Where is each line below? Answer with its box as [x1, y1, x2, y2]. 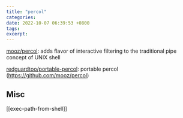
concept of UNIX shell [6, 54, 61, 61]
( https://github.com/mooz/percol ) [6, 72, 89, 79]
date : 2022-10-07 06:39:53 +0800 [6, 20, 90, 26]
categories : [6, 14, 36, 20]
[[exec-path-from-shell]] [6, 105, 67, 112]
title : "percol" [6, 8, 47, 15]
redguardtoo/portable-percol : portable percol [6, 65, 119, 72]
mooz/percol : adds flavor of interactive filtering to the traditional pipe [6, 47, 177, 55]
